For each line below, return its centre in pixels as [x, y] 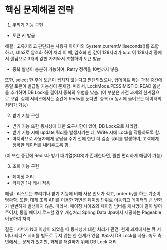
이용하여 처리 [18, 218]
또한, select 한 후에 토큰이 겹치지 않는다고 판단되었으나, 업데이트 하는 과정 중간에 [84, 80]
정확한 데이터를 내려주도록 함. [41, 145]
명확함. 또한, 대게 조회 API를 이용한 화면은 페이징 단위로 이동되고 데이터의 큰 [79, 200]
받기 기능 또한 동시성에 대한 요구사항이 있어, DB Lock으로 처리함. [75, 126]
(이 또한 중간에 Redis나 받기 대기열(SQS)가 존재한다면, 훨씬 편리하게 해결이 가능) [83, 155]
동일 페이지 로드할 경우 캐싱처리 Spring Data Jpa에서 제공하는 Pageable [90, 212]
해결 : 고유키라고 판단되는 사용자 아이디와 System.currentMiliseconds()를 [77, 46]
